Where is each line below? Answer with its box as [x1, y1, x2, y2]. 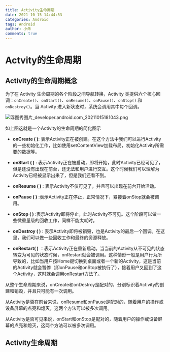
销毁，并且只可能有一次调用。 [14, 288, 77, 294]
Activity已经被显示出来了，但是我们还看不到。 [12, 172, 109, 178]
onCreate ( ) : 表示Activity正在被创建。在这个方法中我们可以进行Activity [12, 136, 161, 142]
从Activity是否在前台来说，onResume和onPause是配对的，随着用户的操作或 [5, 299, 164, 305]
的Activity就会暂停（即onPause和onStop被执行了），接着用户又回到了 [12, 265, 157, 270]
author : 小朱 [5, 26, 31, 32]
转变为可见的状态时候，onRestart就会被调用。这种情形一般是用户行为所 [12, 252, 162, 257]
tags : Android [5, 21, 36, 27]
